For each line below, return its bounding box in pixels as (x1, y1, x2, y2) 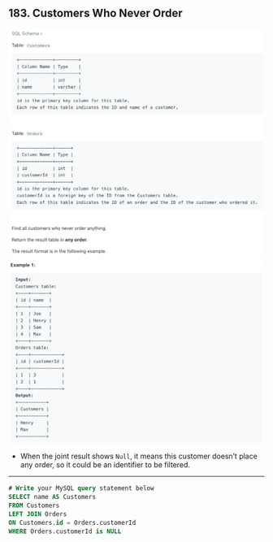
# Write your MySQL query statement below (8, 484, 154, 492)
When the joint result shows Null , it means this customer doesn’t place (19, 451, 258, 462)
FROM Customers (8, 501, 60, 510)
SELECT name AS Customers (8, 493, 96, 501)
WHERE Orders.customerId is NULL (8, 527, 122, 535)
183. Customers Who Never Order (8, 7, 183, 20)
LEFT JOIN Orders (8, 510, 67, 518)
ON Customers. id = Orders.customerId (8, 518, 136, 527)
